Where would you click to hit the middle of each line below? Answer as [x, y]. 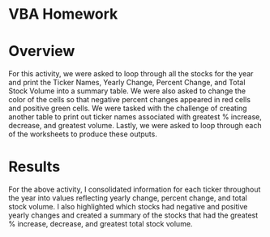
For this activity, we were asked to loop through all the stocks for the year [131, 74]
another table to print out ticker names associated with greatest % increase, [135, 117]
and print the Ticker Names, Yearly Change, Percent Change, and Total [127, 83]
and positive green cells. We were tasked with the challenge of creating [128, 108]
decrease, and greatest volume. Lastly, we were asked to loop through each [135, 126]
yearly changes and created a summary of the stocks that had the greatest [133, 215]
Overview [42, 52]
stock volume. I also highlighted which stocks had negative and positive [128, 207]
